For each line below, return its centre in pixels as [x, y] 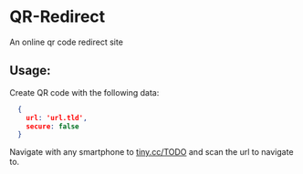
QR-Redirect [57, 17]
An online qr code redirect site [66, 42]
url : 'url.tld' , [57, 118]
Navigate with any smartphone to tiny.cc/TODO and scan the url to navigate [151, 152]
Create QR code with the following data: [84, 92]
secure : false [52, 126]
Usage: [31, 71]
